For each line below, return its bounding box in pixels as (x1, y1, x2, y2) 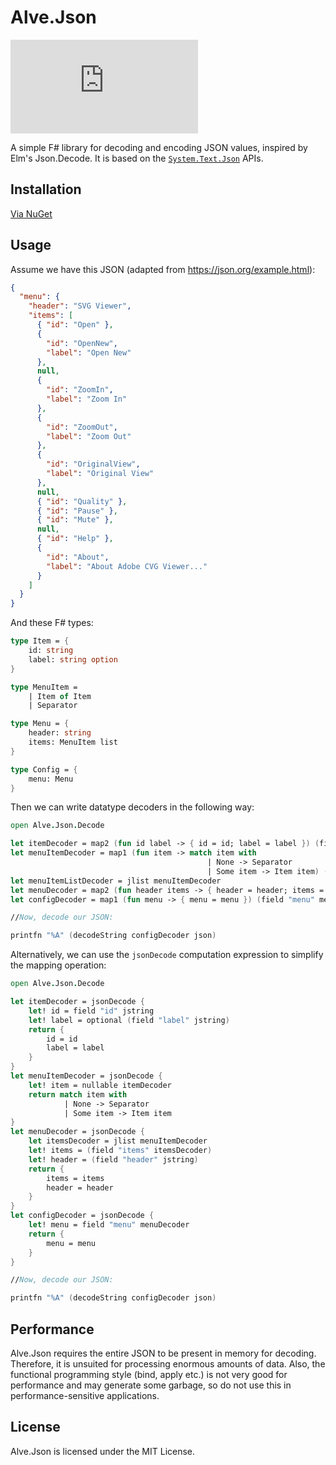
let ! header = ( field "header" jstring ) (28, 1154, 199, 1165)
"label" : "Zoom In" (46, 394, 128, 405)
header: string (28, 728, 92, 738)
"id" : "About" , (46, 552, 110, 562)
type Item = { (10, 636, 70, 646)
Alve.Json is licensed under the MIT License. (10, 1445, 196, 1457)
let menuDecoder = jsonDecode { (10, 1127, 145, 1137)
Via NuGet (10, 207, 53, 220)
